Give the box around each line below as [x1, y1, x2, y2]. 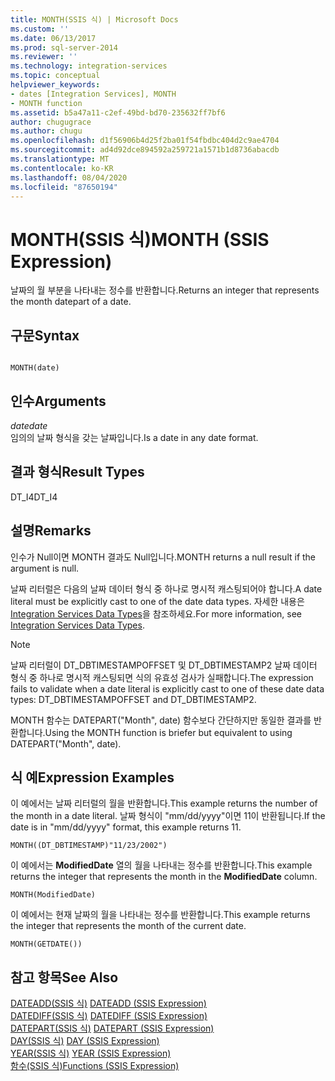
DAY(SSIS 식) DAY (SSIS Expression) [10, 1035, 160, 1047]
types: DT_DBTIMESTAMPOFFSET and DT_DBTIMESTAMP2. [10, 693, 257, 705]
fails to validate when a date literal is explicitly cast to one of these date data [10, 682, 325, 695]
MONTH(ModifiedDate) [10, 890, 97, 900]
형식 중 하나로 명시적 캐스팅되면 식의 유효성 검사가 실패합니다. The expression [10, 671, 314, 683]
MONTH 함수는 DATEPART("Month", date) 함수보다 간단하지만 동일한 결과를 [10, 714, 312, 726]
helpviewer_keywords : [10, 80, 101, 90]
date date [10, 419, 48, 431]
